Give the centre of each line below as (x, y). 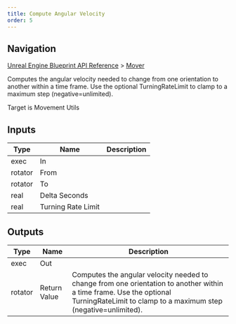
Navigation (32, 49)
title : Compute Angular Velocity (56, 14)
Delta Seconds (64, 196)
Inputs (22, 129)
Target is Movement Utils (43, 108)
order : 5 (20, 20)
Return (51, 288)
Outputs (26, 232)
